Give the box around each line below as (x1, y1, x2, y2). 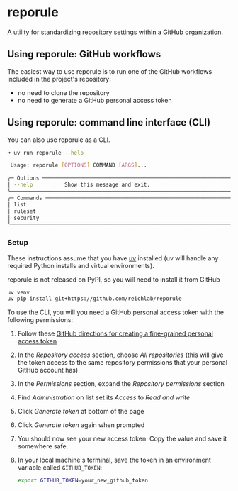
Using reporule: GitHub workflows (7, 48, 161, 60)
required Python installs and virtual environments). (7, 261, 154, 270)
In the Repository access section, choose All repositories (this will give (17, 351, 224, 359)
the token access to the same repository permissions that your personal (17, 358, 228, 367)
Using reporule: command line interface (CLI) (7, 116, 211, 128)
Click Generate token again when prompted (17, 421, 145, 429)
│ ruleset (7, 207, 37, 215)
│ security (7, 214, 40, 221)
